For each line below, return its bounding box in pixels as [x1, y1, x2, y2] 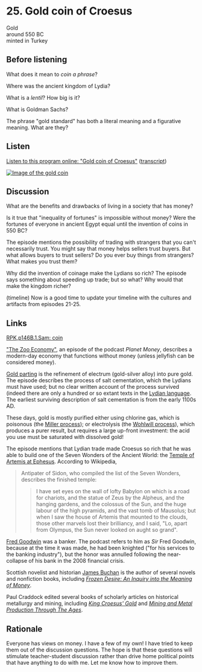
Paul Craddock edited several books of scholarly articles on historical [6, 594, 179, 601]
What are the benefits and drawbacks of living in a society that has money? [6, 202, 194, 210]
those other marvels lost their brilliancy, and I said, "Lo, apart [36, 520, 188, 527]
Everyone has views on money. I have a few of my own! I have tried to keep [6, 640, 193, 647]
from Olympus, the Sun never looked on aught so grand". [36, 526, 178, 534]
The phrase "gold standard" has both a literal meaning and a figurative [6, 117, 181, 124]
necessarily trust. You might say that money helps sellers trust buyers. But [6, 245, 191, 252]
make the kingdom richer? [6, 283, 71, 290]
